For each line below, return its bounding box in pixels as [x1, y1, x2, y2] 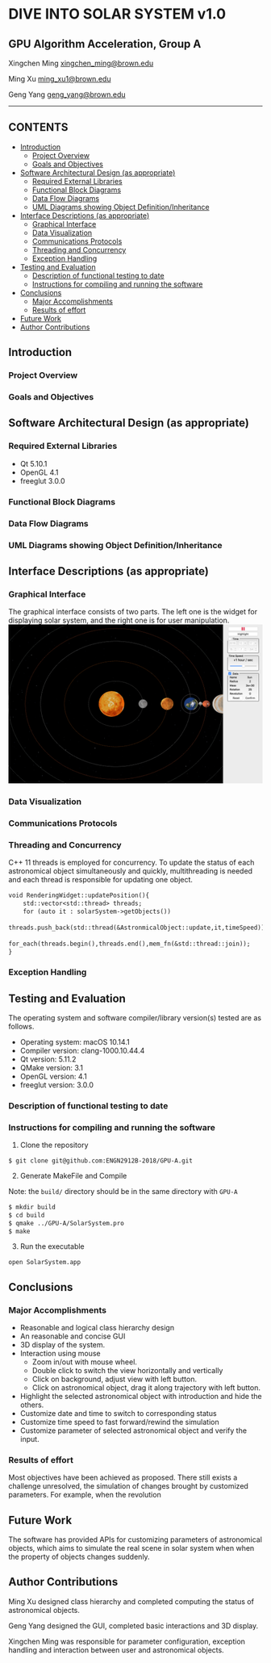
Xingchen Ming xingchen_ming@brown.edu [8, 58, 154, 68]
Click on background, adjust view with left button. [31, 1374, 198, 1384]
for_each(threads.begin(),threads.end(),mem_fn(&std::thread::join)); [8, 940, 251, 949]
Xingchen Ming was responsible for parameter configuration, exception [8, 1636, 246, 1646]
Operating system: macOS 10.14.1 [19, 1037, 131, 1047]
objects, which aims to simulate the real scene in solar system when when [8, 1544, 255, 1553]
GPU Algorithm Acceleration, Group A [8, 37, 202, 51]
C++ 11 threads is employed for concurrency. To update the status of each [8, 857, 255, 868]
